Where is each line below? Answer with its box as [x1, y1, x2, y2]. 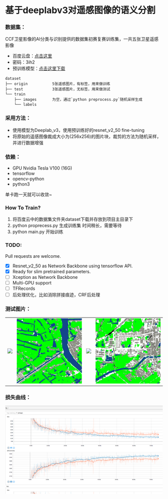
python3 [12, 181, 30, 187]
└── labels [14, 102, 37, 107]
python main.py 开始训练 [12, 229, 63, 235]
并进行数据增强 [12, 139, 43, 145]
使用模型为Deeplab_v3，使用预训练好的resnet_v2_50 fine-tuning [12, 127, 145, 133]
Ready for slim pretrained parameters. [12, 268, 91, 274]
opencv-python [12, 176, 44, 182]
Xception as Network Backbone [12, 274, 78, 280]
